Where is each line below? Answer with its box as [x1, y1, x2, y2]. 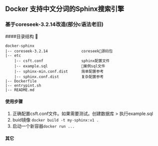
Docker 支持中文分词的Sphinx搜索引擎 [5, 4, 124, 13]
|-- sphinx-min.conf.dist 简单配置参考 [14, 69, 104, 74]
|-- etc [5, 53, 21, 58]
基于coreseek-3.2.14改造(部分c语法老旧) [5, 21, 104, 28]
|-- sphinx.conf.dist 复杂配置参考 [14, 74, 104, 79]
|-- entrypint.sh [5, 83, 41, 88]
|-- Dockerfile [5, 78, 37, 83]
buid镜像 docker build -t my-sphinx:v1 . [12, 116, 99, 122]
